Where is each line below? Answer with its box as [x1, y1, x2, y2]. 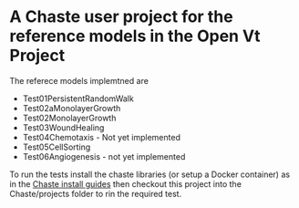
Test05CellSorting [22, 141, 91, 152]
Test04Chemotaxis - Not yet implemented [22, 131, 180, 142]
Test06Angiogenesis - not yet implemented [22, 151, 186, 161]
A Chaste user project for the [9, 6, 234, 27]
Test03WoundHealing [22, 121, 105, 133]
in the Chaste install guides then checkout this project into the [9, 178, 242, 189]
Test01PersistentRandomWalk [22, 93, 134, 104]
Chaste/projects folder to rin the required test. [9, 188, 182, 199]
